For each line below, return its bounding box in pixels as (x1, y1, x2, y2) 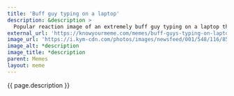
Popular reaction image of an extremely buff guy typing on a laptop (13, 23, 219, 30)
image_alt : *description (7, 42, 79, 49)
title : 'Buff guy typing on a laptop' (7, 10, 120, 17)
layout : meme (7, 62, 45, 69)
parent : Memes (7, 56, 49, 63)
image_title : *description (7, 49, 86, 56)
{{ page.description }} (7, 81, 70, 89)
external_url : (7, 29, 49, 37)
